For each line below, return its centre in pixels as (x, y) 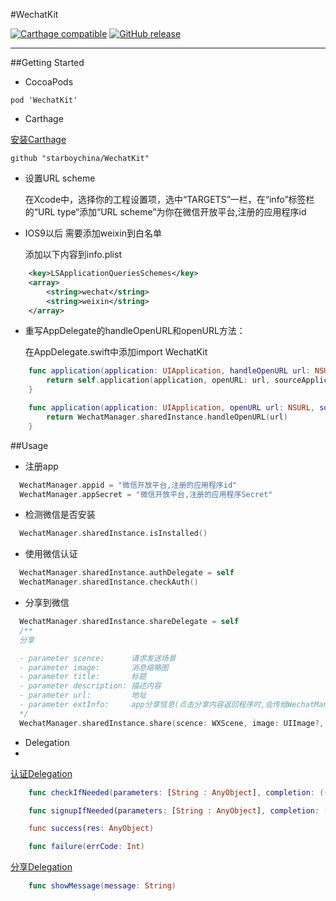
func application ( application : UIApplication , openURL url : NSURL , (171, 408)
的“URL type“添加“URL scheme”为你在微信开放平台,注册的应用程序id (165, 212)
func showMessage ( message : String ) (102, 886)
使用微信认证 (51, 554)
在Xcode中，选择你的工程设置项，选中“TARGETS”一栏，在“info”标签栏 (169, 199)
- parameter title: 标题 (83, 677)
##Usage (29, 445)
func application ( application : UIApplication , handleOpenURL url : (169, 371)
